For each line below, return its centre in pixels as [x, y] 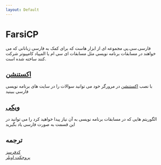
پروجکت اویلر [18, 157]
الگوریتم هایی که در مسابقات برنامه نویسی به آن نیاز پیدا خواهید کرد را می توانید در [81, 119]
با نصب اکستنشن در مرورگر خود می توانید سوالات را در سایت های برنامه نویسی [79, 86]
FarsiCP [22, 34]
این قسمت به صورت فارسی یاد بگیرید [40, 124]
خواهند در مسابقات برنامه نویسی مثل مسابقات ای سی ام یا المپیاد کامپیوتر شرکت [81, 53]
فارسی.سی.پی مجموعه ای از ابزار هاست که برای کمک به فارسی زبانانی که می [78, 48]
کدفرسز [13, 152]
